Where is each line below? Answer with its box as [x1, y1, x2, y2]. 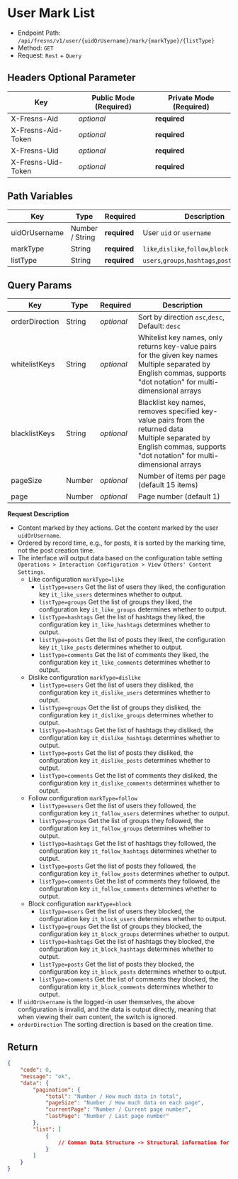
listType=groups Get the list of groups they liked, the [38, 598, 193, 607]
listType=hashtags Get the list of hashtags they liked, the [38, 613, 205, 621]
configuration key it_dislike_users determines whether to [38, 688, 210, 697]
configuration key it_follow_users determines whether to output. [38, 809, 230, 817]
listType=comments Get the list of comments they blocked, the [38, 975, 219, 984]
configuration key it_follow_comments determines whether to [38, 884, 217, 893]
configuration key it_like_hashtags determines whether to [38, 620, 210, 629]
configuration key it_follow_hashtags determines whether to [38, 847, 217, 855]
